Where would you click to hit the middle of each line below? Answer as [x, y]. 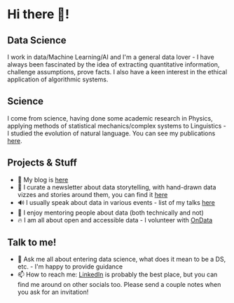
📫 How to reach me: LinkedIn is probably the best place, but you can [117, 275]
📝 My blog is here [43, 180]
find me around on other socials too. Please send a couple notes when [119, 285]
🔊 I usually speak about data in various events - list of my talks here [116, 202]
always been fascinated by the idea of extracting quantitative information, [113, 65]
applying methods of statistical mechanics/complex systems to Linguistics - [117, 126]
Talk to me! [32, 242]
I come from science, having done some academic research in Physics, [110, 118]
